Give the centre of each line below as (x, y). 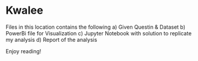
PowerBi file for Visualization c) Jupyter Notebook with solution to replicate (99, 33)
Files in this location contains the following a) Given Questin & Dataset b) (96, 27)
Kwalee (24, 10)
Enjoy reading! (23, 51)
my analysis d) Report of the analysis (51, 39)
